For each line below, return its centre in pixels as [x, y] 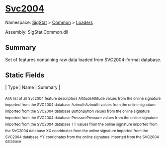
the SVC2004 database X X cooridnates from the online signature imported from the [77, 131]
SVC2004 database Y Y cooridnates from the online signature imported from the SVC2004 [82, 137]
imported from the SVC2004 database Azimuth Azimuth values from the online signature [80, 105]
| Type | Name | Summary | [33, 87]
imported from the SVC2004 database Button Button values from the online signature [78, 111]
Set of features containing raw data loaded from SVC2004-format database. [83, 60]
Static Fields [25, 75]
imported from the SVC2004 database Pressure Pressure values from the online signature [82, 118]
